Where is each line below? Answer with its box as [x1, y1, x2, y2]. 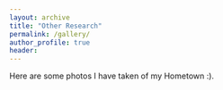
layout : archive [9, 12, 70, 22]
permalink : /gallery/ [9, 29, 91, 38]
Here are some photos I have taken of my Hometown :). [9, 70, 214, 81]
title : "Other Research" [9, 21, 103, 30]
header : [9, 46, 39, 55]
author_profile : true [9, 37, 91, 47]
